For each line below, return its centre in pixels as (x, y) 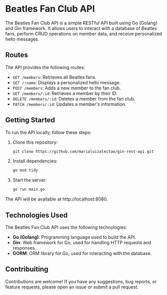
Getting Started (30, 120)
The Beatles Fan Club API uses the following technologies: (66, 227)
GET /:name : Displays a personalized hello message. (66, 82)
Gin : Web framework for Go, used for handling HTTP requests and (82, 242)
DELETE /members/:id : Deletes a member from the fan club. (74, 99)
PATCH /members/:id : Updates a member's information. (70, 104)
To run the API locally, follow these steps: (48, 132)
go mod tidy (25, 171)
